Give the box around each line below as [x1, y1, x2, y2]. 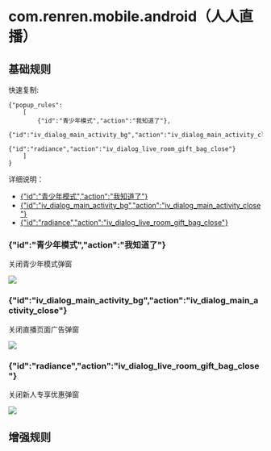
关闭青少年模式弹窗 [8, 259, 73, 269]
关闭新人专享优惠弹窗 [8, 389, 79, 399]
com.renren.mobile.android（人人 [8, 7, 240, 26]
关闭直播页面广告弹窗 [8, 324, 79, 334]
